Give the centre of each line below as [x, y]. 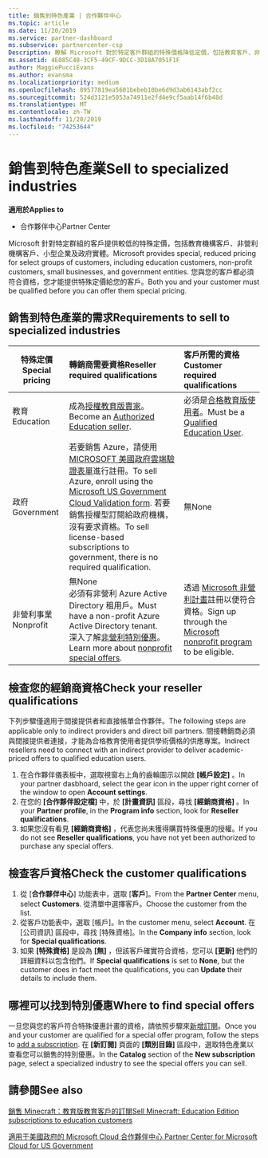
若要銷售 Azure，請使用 [113, 447]
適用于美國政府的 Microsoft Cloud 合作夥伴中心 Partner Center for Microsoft [133, 1136]
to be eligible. [209, 652]
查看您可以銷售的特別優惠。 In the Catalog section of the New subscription [132, 1054]
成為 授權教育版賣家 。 [109, 406]
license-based [97, 537]
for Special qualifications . [63, 941]
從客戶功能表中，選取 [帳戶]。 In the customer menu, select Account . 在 [138, 923]
